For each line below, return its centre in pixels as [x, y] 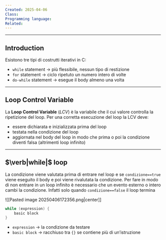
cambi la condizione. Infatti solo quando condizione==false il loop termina [80, 190]
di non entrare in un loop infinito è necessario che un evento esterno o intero [83, 185]
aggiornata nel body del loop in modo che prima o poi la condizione [81, 137]
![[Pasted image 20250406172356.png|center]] [53, 200]
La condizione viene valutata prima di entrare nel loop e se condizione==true [83, 174]
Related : [14, 23]
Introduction [25, 48]
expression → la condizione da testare [51, 227]
